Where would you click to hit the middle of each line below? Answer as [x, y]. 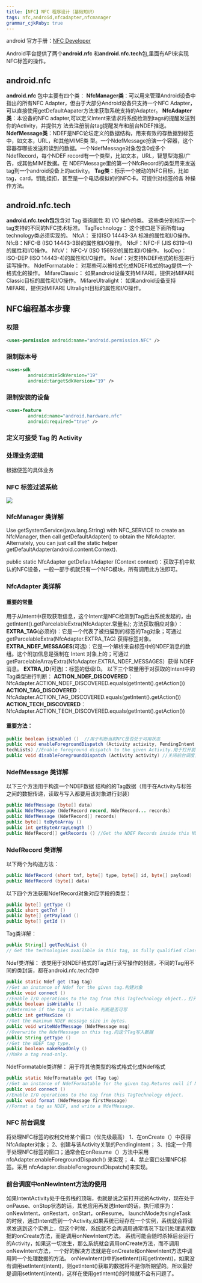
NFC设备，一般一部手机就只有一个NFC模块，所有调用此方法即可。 [99, 570]
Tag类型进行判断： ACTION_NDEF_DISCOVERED [67, 677]
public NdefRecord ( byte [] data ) [48, 881]
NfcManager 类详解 [35, 517]
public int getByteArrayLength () [50, 828]
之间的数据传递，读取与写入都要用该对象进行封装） [69, 794]
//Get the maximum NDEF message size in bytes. [67, 1021]
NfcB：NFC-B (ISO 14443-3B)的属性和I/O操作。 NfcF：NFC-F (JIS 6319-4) [99, 243]
